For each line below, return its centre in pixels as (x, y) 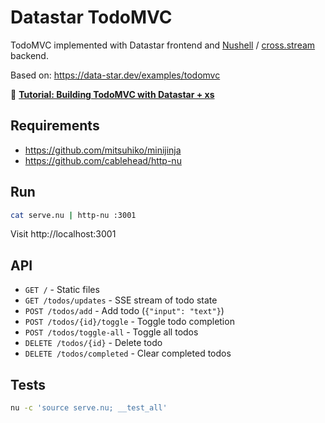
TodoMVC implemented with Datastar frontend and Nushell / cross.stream (163, 45)
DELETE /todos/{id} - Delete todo (93, 343)
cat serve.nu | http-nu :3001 (73, 215)
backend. (29, 55)
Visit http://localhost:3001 (63, 234)
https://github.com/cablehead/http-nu (103, 160)
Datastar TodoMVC (91, 17)
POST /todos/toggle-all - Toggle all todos (111, 332)
